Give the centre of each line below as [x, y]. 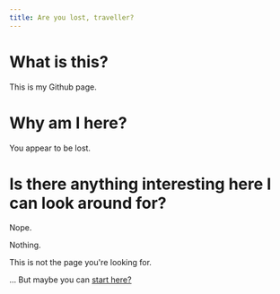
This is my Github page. [53, 87]
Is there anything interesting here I [140, 184]
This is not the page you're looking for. [81, 263]
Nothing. [26, 245]
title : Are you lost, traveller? [72, 17]
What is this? [59, 61]
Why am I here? [68, 123]
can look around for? [88, 203]
